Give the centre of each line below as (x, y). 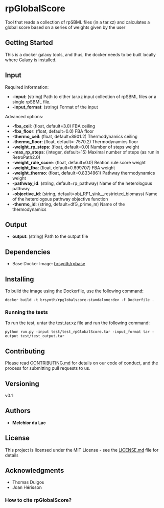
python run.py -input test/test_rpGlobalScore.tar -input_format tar (78, 332)
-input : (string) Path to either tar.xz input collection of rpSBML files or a (84, 97)
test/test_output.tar (42, 336)
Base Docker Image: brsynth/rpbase (49, 264)
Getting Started (29, 43)
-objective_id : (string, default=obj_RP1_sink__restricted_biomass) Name (85, 194)
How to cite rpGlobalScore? (38, 500)
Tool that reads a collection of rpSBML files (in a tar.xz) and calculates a (78, 22)
